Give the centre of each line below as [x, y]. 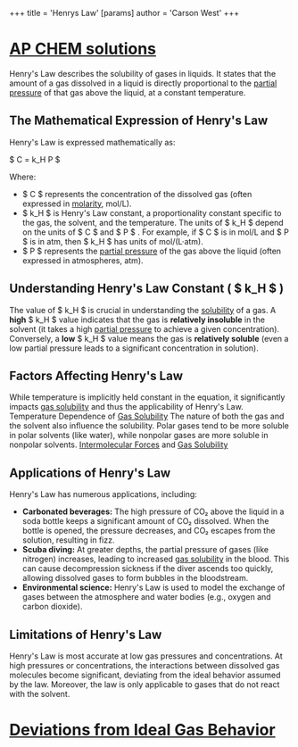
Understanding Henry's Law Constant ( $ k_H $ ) [146, 289]
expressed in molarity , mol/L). [77, 203]
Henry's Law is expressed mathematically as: [92, 142]
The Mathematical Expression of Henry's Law [139, 121]
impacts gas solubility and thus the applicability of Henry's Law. [126, 407]
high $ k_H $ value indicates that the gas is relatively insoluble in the [137, 320]
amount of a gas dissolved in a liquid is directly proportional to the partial [143, 83]
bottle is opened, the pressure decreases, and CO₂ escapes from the [149, 531]
